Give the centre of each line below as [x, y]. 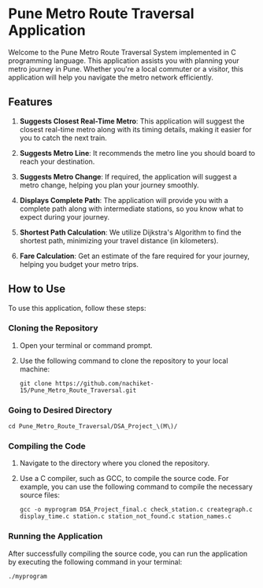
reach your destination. [57, 161]
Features [30, 102]
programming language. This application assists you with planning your [124, 61]
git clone [36, 383]
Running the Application [56, 536]
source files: [40, 495]
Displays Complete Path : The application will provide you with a [124, 200]
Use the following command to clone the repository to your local [124, 361]
